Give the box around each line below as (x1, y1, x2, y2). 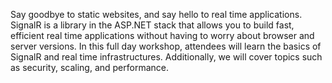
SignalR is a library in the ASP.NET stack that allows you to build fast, (10, 19, 295, 31)
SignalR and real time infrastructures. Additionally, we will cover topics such (10, 51, 323, 63)
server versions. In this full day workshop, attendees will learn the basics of (10, 40, 322, 52)
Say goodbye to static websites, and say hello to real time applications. (10, 9, 303, 20)
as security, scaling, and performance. (10, 62, 169, 73)
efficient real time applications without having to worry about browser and (10, 30, 315, 41)
